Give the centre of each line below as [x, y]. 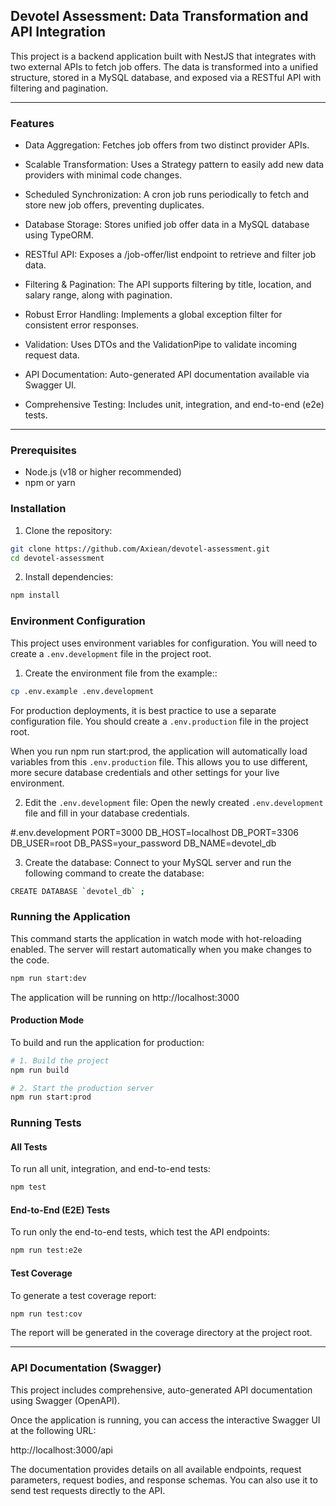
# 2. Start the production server [82, 1088]
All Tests [29, 1146]
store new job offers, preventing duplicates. [114, 205]
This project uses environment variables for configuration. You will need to [164, 643]
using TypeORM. [59, 235]
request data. [52, 355]
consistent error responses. [82, 325]
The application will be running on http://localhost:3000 [125, 997]
